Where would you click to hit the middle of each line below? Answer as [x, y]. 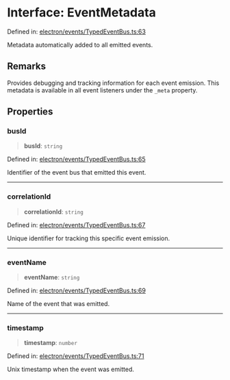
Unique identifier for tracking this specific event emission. [89, 238]
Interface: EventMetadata [81, 13]
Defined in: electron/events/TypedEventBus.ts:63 [76, 31]
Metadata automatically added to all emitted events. [80, 45]
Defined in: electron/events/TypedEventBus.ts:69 [76, 291]
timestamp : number [50, 343]
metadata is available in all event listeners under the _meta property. [102, 90]
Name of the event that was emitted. [59, 304]
